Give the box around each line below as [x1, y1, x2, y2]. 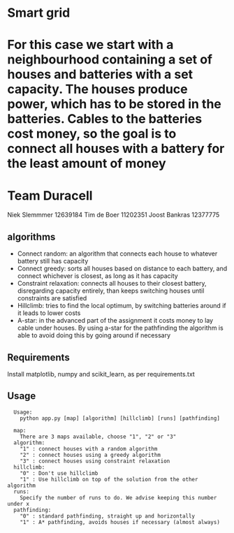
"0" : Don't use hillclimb [20, 469, 98, 476]
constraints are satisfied [17, 294, 87, 302]
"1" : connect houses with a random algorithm [20, 445, 158, 452]
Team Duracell [7, 187, 93, 203]
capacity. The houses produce [7, 82, 188, 97]
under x [7, 500, 30, 507]
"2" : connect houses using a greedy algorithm [20, 451, 161, 458]
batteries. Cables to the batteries [7, 111, 203, 127]
